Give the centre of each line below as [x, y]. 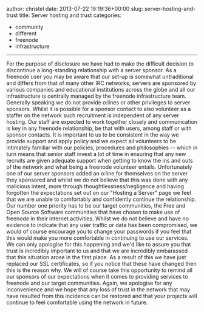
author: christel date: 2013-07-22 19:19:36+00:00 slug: [75, 9]
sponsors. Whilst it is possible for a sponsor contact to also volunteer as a [99, 109]
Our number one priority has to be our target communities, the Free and [96, 205]
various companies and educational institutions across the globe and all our [101, 90]
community [29, 27]
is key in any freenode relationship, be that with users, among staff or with [99, 128]
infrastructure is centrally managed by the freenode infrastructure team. [96, 96]
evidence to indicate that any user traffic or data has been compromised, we [102, 225]
